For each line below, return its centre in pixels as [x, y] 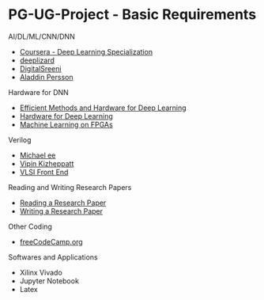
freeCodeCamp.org [51, 241]
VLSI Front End [44, 172]
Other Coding [30, 226]
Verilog [20, 139]
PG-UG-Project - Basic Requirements [132, 15]
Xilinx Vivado [41, 272]
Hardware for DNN [38, 92]
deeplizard [37, 60]
